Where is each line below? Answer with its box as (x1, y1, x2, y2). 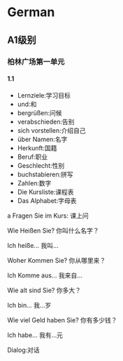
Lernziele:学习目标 (17, 91, 71, 99)
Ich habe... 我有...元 (7, 331, 63, 339)
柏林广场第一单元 (7, 57, 65, 67)
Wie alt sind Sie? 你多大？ (7, 286, 82, 294)
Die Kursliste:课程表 (17, 188, 75, 196)
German (7, 4, 55, 20)
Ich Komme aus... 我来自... (7, 271, 82, 280)
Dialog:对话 (7, 346, 40, 354)
